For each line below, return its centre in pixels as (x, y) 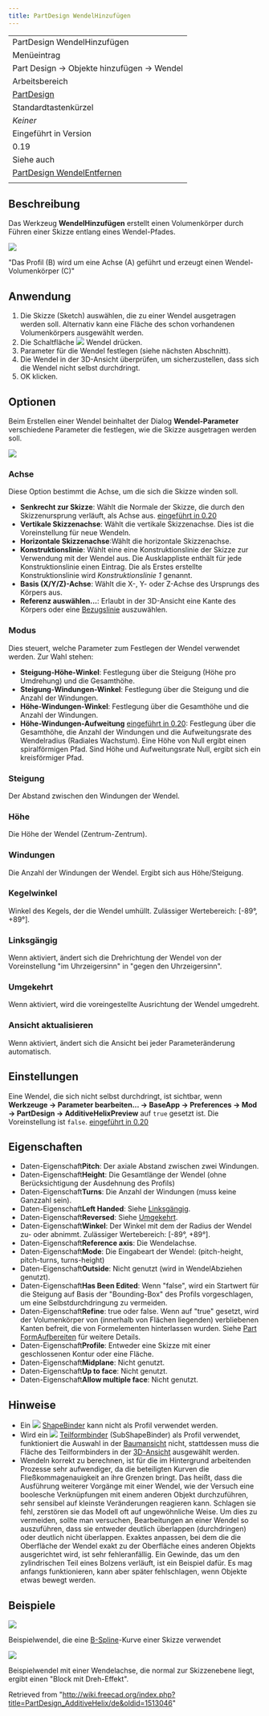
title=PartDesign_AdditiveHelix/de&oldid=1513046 (90, 1703)
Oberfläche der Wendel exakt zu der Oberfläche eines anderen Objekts (138, 1546)
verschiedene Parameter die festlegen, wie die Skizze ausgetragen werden (132, 430)
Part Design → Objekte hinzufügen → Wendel (98, 68)
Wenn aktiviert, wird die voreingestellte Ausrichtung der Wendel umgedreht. (134, 1005)
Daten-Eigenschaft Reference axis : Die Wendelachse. (108, 1243)
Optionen (32, 401)
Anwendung (40, 296)
